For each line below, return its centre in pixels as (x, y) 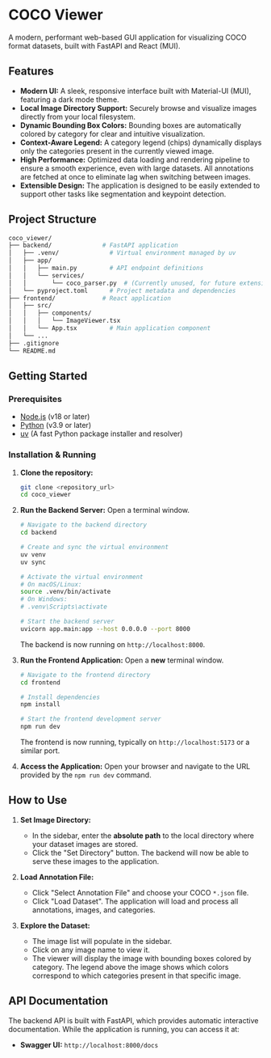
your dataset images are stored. (85, 844)
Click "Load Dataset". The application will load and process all (135, 901)
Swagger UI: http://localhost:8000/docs (89, 1044)
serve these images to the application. (96, 861)
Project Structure (52, 220)
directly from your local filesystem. (77, 116)
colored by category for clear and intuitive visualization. (113, 133)
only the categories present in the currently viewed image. (117, 150)
